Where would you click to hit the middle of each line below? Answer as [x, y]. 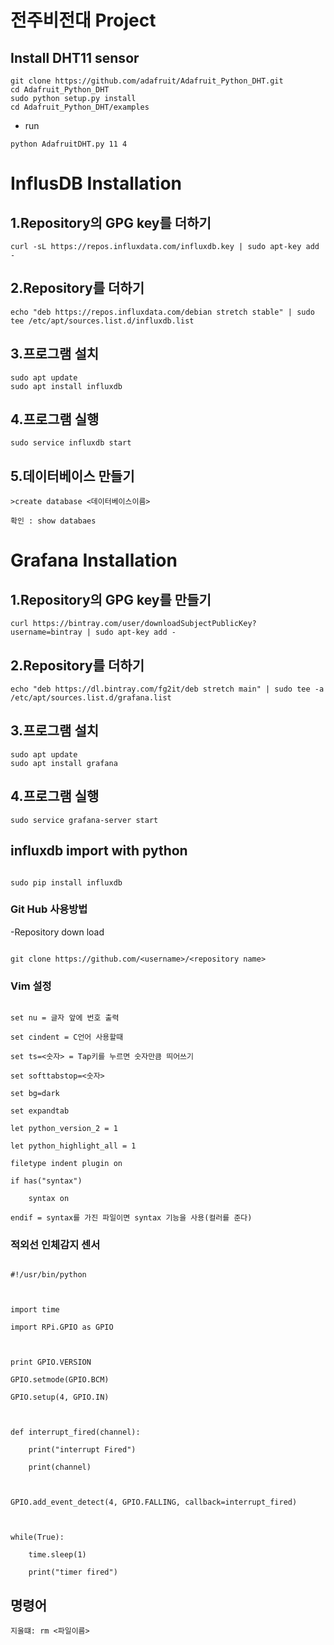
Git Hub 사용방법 [49, 909]
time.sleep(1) [57, 1555]
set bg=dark [35, 1094]
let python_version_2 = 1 [64, 1129]
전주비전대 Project [83, 20]
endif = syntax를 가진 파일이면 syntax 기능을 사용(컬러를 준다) [131, 1218]
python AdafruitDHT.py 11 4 [69, 144]
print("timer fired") [73, 1572]
